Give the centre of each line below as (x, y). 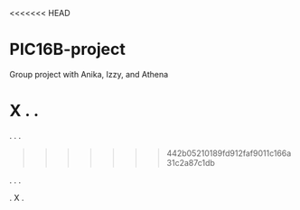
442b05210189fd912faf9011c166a (229, 153)
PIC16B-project (68, 50)
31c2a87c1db (191, 162)
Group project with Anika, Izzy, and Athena (89, 74)
